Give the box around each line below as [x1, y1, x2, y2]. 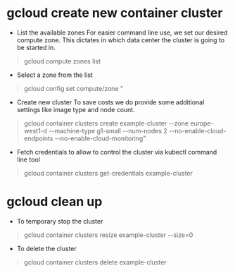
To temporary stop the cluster [16, 217, 103, 225]
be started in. [16, 43, 56, 51]
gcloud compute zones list [23, 56, 101, 65]
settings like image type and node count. [16, 105, 135, 114]
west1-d [23, 126, 47, 135]
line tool [16, 155, 40, 164]
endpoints [23, 134, 53, 142]
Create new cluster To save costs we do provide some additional [16, 97, 205, 107]
